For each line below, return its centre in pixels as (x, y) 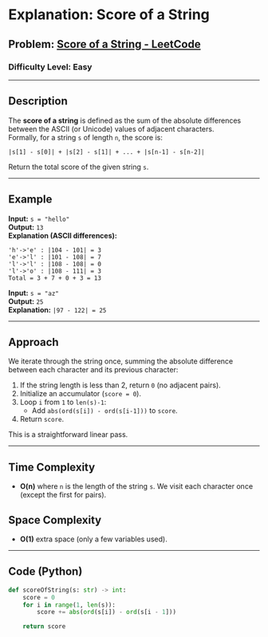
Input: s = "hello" (39, 218)
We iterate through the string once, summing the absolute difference (121, 361)
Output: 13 (26, 227)
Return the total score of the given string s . (79, 167)
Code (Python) (45, 572)
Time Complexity (52, 467)
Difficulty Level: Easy (50, 67)
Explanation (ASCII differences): (63, 235)
